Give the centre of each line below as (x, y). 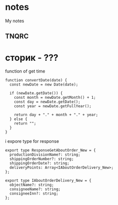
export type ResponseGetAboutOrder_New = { (51, 150)
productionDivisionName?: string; (45, 155)
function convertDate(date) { (36, 81)
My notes (15, 21)
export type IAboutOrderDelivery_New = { (48, 181)
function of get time (25, 71)
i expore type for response (32, 141)
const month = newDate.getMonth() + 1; (55, 98)
